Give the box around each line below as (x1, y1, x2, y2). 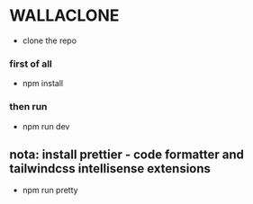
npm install (22, 78, 64, 89)
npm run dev (22, 120, 70, 131)
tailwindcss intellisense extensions (9, 161, 212, 176)
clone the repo (22, 35, 77, 46)
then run (9, 101, 48, 113)
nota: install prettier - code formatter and (9, 146, 245, 162)
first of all (9, 58, 52, 70)
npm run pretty (22, 185, 78, 196)
